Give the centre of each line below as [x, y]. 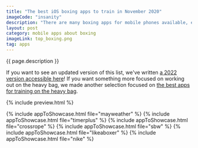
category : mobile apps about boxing [51, 33]
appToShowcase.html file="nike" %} [50, 139]
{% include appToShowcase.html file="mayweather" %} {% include [88, 114]
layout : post [22, 28]
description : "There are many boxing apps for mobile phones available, [97, 22]
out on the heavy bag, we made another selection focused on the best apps [98, 85]
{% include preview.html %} [40, 102]
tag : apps [18, 45]
